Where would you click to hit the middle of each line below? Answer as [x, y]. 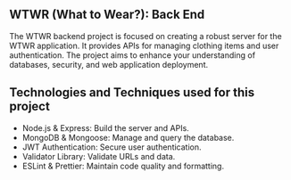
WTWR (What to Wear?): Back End [107, 15]
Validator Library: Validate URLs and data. [99, 156]
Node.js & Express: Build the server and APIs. [105, 127]
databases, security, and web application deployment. [109, 64]
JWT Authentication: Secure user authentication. [112, 147]
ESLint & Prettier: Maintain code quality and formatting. [123, 166]
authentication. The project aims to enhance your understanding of [133, 55]
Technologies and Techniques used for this [132, 93]
